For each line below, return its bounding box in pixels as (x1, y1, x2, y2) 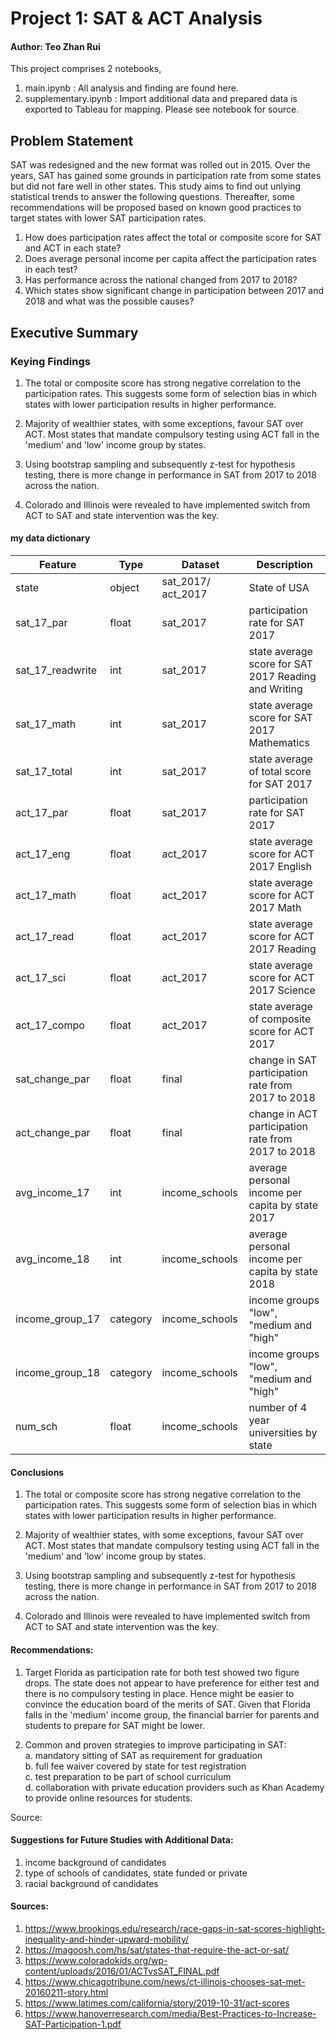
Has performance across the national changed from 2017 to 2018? (24, 274, 298, 286)
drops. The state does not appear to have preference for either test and (24, 1677, 320, 1689)
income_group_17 (15, 1312, 101, 1326)
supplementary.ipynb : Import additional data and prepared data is (24, 93, 298, 105)
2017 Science (248, 983, 316, 997)
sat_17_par (15, 616, 68, 630)
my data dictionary (10, 532, 91, 544)
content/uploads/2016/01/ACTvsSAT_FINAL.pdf (24, 1965, 220, 1977)
